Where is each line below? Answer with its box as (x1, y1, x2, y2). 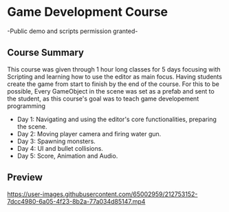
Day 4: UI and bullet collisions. (17, 144, 103, 152)
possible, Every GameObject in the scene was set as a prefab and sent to (7, 87, 215, 95)
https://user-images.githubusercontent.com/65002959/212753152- (7, 190, 198, 198)
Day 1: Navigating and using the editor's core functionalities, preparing (17, 115, 217, 123)
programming (7, 101, 46, 110)
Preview (7, 171, 43, 183)
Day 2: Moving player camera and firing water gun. (17, 129, 162, 138)
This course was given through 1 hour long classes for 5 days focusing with (7, 65, 221, 73)
